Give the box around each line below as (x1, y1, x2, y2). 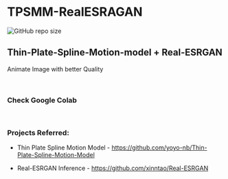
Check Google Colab (7, 95, 78, 105)
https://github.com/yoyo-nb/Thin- (111, 143, 207, 152)
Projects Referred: (7, 128, 70, 137)
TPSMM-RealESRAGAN (7, 4, 143, 20)
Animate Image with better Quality (7, 64, 104, 73)
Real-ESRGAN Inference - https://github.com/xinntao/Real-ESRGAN (16, 164, 209, 172)
